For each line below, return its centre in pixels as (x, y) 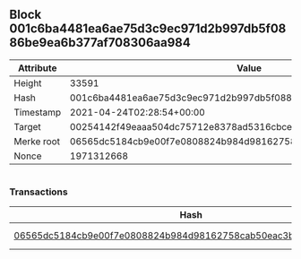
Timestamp (38, 112)
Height (28, 82)
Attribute (37, 68)
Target (28, 126)
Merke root (37, 141)
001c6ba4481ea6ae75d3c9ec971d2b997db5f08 (148, 29)
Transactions (39, 192)
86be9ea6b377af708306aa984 (100, 43)
